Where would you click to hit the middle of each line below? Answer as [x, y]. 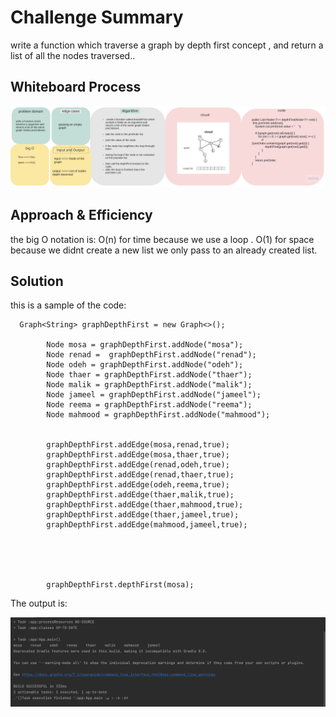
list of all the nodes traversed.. [73, 55]
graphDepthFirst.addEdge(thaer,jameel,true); [143, 515]
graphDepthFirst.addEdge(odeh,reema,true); [138, 485]
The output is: [39, 603]
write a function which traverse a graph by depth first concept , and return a [167, 45]
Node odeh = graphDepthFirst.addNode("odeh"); [145, 365]
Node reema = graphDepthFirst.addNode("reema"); [149, 405]
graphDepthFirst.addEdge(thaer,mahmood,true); [145, 505]
